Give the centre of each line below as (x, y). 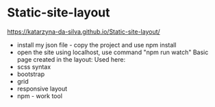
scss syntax (34, 67)
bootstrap (31, 74)
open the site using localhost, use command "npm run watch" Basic (113, 52)
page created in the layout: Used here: (71, 59)
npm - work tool (40, 96)
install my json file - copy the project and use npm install (97, 45)
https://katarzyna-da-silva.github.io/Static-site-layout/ (84, 32)
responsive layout (42, 88)
